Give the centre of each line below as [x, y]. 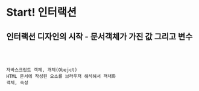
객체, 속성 [17, 83]
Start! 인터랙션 [42, 12]
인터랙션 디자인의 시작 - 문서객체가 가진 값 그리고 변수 [99, 36]
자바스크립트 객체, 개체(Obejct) [42, 70]
